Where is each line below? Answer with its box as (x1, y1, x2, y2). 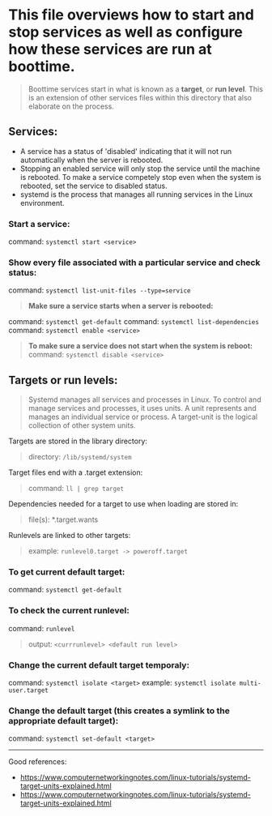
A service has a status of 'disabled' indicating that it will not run (19, 146, 232, 156)
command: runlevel (8, 623, 75, 633)
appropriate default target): (8, 715, 119, 726)
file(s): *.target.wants (28, 515, 99, 524)
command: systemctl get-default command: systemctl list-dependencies (8, 317, 259, 327)
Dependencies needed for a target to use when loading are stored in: (8, 499, 239, 509)
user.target (8, 686, 49, 694)
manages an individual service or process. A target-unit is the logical (28, 412, 257, 422)
